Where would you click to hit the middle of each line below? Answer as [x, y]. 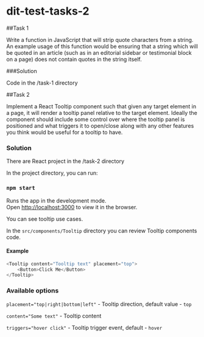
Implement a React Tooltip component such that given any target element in [101, 106]
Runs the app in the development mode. [56, 200]
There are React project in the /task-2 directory [65, 161]
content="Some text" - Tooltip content [54, 316]
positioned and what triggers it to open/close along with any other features [100, 125]
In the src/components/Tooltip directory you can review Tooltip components [102, 231]
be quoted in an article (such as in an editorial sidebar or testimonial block [99, 52]
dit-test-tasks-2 [48, 11]
